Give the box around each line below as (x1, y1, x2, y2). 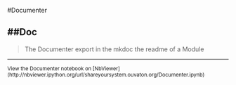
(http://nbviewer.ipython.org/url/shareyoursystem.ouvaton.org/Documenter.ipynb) (7, 71, 205, 78)
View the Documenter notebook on (7, 65, 92, 72)
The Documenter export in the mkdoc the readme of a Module (24, 45, 204, 53)
